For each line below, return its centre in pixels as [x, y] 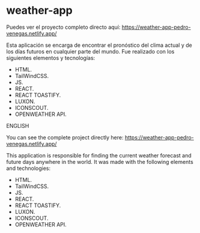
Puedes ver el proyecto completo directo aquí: [63, 27]
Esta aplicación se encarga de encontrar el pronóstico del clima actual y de [99, 45]
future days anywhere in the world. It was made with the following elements [100, 162]
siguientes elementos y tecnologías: [51, 58]
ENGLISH [18, 126]
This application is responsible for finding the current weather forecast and [99, 155]
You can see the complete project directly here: [65, 137]
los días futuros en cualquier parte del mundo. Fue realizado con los [90, 51]
